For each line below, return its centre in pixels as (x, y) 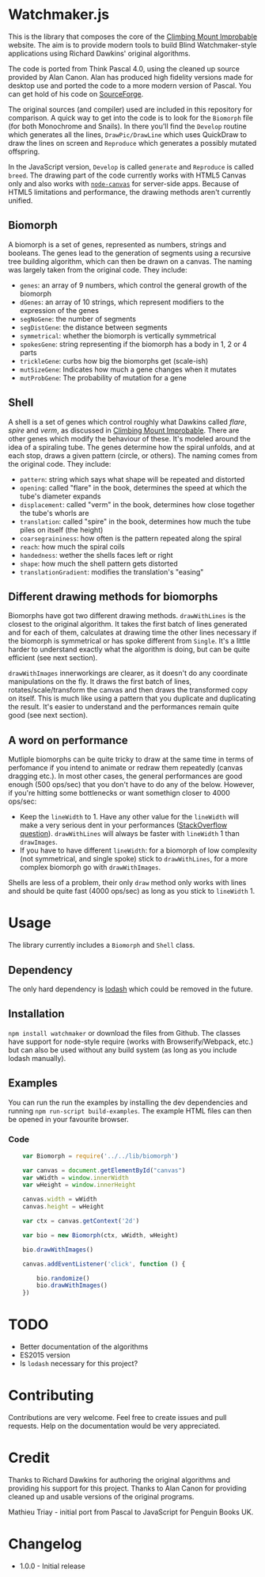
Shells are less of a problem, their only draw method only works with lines (127, 883)
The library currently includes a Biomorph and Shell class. (102, 945)
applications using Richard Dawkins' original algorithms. (100, 53)
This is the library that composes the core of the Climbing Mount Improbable (133, 36)
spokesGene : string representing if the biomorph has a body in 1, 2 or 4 (133, 344)
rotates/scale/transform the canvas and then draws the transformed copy (128, 690)
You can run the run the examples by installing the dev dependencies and (128, 1102)
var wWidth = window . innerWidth (76, 1178)
